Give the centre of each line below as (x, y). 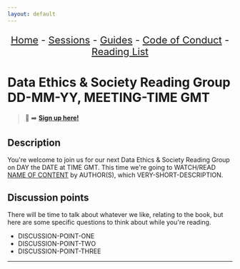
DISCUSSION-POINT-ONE (56, 236)
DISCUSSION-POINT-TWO (57, 244)
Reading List (120, 51)
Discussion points (48, 197)
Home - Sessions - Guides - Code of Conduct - (120, 40)
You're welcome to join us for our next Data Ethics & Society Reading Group (119, 160)
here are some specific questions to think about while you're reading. (109, 223)
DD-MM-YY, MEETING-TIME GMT (109, 97)
